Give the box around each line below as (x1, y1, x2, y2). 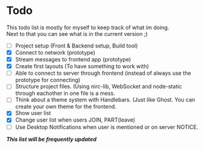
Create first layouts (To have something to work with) (15, 63, 150, 70)
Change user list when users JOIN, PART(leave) (15, 116, 136, 123)
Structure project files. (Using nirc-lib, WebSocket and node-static (15, 83, 182, 90)
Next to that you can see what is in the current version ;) (6, 30, 148, 37)
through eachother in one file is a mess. (15, 89, 115, 97)
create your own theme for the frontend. (15, 103, 117, 110)
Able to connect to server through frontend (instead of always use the (15, 69, 191, 77)
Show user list (15, 109, 51, 117)
